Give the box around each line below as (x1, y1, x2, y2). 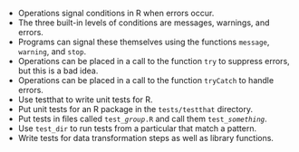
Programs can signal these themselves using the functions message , (17, 36, 270, 47)
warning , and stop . (17, 46, 87, 57)
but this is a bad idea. (17, 65, 99, 76)
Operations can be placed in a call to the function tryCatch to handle (17, 75, 275, 85)
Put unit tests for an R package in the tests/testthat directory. (17, 104, 254, 114)
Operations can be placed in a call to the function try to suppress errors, (17, 56, 290, 66)
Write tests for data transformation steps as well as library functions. (17, 133, 275, 143)
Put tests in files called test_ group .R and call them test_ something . (17, 113, 267, 124)
